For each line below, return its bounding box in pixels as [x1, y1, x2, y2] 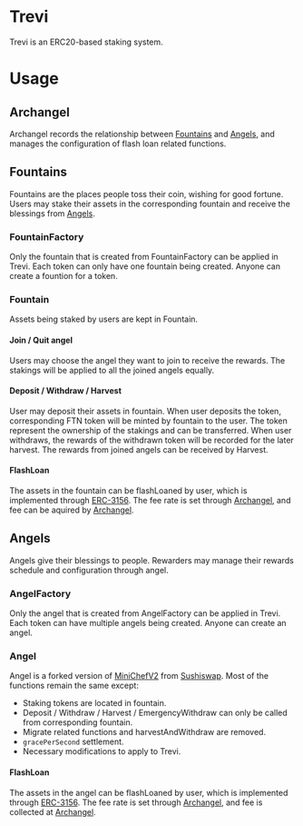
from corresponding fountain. [22, 717, 133, 728]
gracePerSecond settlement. [22, 736, 124, 747]
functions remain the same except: [9, 680, 139, 692]
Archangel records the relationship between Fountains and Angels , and [9, 128, 275, 139]
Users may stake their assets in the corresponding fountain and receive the [9, 198, 290, 209]
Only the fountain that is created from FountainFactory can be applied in [9, 252, 279, 263]
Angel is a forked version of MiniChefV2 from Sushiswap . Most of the [9, 671, 269, 682]
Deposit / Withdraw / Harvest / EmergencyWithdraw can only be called [22, 707, 288, 719]
